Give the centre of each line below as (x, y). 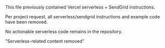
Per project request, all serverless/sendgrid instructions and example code (82, 17)
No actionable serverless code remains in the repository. (64, 31)
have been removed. (26, 22)
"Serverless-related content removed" (45, 41)
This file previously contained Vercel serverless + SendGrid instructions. (80, 7)
